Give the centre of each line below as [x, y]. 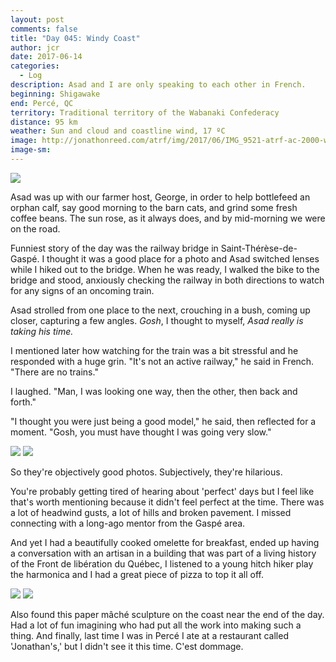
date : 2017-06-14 [46, 57]
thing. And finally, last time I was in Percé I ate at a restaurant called [149, 635]
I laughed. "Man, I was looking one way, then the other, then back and [154, 391]
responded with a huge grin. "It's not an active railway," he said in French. [162, 361]
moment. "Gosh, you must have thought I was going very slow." [141, 432]
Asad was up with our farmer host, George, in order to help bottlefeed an [160, 197]
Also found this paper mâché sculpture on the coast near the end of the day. [167, 614]
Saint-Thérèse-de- [259, 248]
